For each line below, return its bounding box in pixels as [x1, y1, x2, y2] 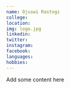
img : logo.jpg [6, 25, 42, 32]
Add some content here [6, 76, 65, 83]
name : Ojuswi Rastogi [6, 8, 60, 15]
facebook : [6, 48, 31, 54]
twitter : [6, 37, 28, 43]
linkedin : [6, 31, 31, 37]
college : [6, 14, 28, 20]
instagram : [6, 43, 34, 49]
